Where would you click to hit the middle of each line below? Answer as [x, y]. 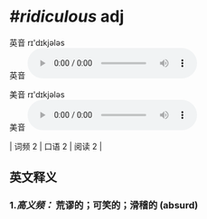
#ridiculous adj [67, 17]
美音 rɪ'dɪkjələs [37, 94]
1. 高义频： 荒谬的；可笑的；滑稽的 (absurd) [104, 205]
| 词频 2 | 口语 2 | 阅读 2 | [56, 146]
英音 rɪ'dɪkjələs [37, 42]
